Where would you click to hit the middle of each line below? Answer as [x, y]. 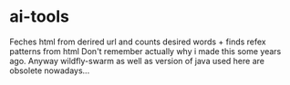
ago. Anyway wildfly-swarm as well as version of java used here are [137, 61]
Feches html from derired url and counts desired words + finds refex [138, 42]
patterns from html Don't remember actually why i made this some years [145, 51]
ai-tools [40, 17]
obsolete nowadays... [50, 71]
